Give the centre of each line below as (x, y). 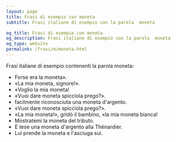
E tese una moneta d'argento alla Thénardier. (68, 127)
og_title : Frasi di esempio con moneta (54, 33)
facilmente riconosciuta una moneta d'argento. (71, 102)
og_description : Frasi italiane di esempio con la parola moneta (88, 39)
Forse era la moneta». (41, 77)
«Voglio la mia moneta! (42, 89)
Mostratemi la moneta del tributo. (54, 120)
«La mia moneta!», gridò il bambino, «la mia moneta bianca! (86, 114)
